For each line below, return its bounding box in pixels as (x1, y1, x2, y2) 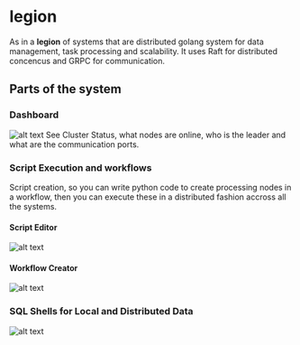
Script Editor (9, 221, 58, 232)
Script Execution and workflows (9, 161, 152, 173)
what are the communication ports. (9, 138, 140, 150)
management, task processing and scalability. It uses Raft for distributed (9, 45, 277, 56)
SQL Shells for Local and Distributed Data (9, 305, 194, 318)
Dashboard (9, 108, 59, 121)
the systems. (9, 200, 57, 211)
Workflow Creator (9, 262, 78, 273)
